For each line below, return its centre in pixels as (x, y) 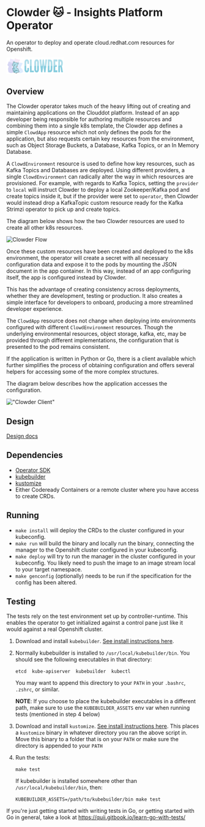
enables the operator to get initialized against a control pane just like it (95, 623)
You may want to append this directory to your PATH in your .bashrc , (100, 683)
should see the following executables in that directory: (84, 660)
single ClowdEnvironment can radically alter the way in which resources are (100, 177)
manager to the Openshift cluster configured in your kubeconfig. (97, 550)
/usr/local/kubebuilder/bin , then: (59, 788)
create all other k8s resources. (45, 228)
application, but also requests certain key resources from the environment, (100, 139)
